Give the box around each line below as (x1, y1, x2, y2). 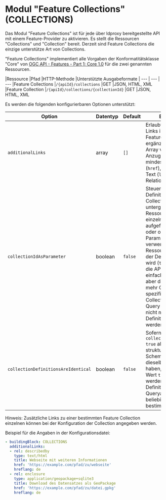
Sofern (145, 329, 162, 336)
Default (123, 113, 141, 120)
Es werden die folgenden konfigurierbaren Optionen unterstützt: (5, 101, 136, 107)
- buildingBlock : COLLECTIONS (5, 439, 68, 444)
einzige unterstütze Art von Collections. (5, 46, 85, 52)
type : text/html (14, 453, 48, 458)
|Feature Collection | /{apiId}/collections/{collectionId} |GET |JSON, (5, 86, 151, 92)
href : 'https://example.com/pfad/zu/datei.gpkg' (14, 485, 116, 491)
